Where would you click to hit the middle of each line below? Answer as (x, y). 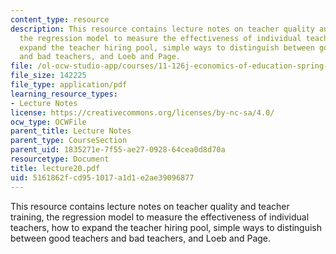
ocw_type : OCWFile (48, 122)
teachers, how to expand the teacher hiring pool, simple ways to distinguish (166, 227)
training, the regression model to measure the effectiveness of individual (160, 217)
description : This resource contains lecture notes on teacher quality (162, 29)
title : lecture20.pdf (55, 168)
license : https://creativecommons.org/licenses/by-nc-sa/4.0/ (142, 112)
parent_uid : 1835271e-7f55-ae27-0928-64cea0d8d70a (118, 150)
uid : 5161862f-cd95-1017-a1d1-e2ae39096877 (102, 177)
